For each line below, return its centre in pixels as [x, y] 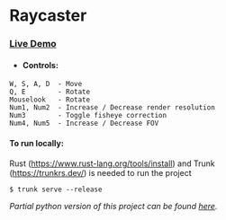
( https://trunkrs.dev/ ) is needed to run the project [100, 172]
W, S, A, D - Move [46, 84]
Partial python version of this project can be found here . [113, 206]
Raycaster [48, 16]
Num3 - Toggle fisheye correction [88, 116]
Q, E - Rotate [50, 92]
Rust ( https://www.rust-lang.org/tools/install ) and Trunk [112, 163]
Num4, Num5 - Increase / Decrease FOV [84, 123]
